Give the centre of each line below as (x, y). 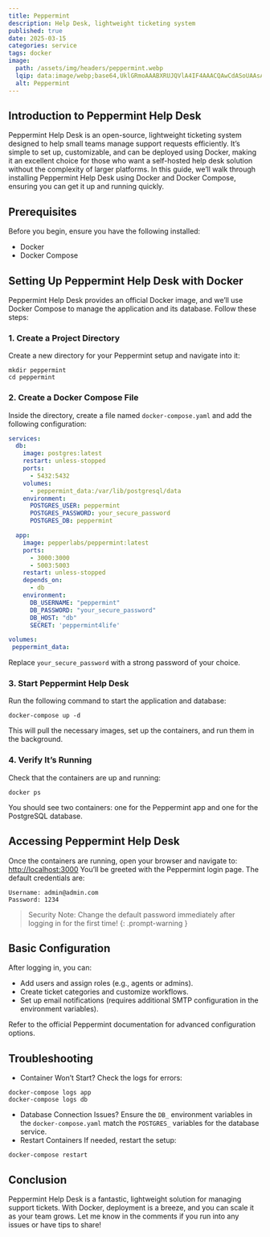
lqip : (25, 76)
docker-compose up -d (45, 716)
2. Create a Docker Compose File (74, 398)
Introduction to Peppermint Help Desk (105, 116)
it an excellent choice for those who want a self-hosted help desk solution (131, 161)
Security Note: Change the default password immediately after (131, 914)
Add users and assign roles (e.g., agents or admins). (106, 983)
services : (25, 439)
